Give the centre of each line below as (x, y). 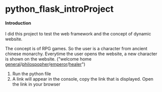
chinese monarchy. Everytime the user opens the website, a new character (81, 54)
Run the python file (32, 74)
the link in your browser (36, 84)
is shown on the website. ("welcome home (48, 59)
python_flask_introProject (60, 9)
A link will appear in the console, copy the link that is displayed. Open (83, 79)
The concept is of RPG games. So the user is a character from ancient (76, 49)
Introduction (18, 23)
